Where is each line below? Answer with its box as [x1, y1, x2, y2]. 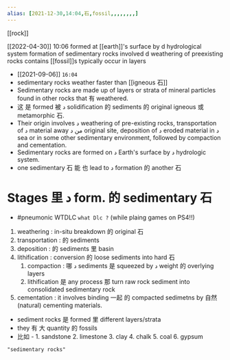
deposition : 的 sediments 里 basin [16, 244, 115, 252]
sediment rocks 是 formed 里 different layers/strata [16, 315, 161, 323]
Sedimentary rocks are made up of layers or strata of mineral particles [16, 86, 216, 94]
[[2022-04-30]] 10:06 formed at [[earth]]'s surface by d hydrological [7, 42, 202, 50]
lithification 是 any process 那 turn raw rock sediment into [27, 277, 190, 285]
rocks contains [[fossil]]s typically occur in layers [7, 56, 146, 65]
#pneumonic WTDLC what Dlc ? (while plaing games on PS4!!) [16, 213, 196, 221]
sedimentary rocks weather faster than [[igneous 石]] [16, 78, 168, 86]
